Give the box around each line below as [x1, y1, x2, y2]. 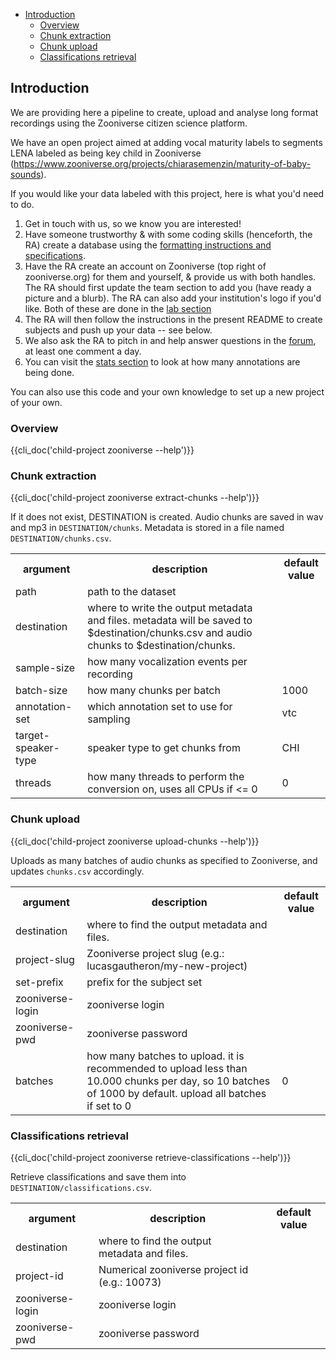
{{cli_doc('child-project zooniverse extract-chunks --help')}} [10, 492, 260, 504]
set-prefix [15, 975, 64, 989]
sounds [10, 168, 42, 180]
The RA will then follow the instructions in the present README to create [24, 313, 323, 325]
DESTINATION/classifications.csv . [10, 1182, 152, 1193]
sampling [87, 712, 131, 726]
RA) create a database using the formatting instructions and [24, 239, 272, 251]
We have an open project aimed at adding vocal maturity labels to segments [10, 136, 323, 148]
